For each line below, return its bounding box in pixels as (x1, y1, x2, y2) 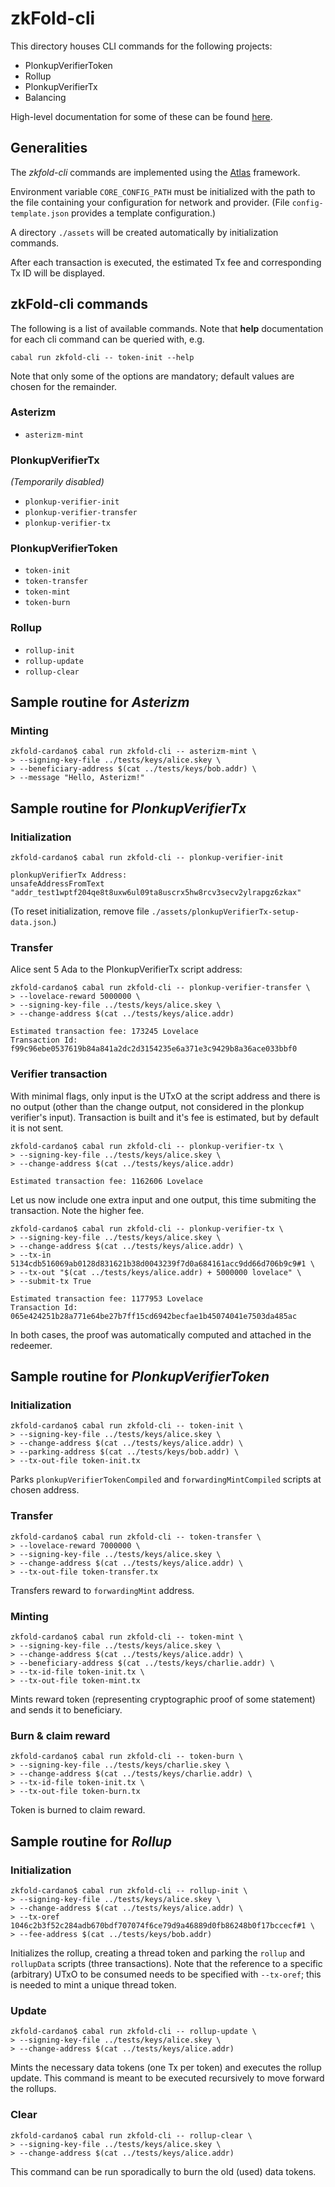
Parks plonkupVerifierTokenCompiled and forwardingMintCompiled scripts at (10, 1473, 322, 1486)
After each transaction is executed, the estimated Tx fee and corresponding (10, 256, 322, 268)
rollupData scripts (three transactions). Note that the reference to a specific (10, 1957, 323, 1969)
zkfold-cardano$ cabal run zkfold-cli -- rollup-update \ (10, 2027, 257, 2037)
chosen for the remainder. (10, 380, 117, 392)
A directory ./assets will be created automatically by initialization (10, 226, 279, 238)
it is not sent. (10, 1122, 64, 1134)
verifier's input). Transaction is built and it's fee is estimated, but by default (10, 1111, 319, 1123)
